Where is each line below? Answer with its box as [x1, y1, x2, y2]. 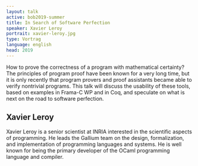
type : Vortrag [6, 36, 42, 42]
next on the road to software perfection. [6, 95, 104, 102]
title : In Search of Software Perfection [6, 20, 111, 25]
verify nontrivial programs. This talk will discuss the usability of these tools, [6, 82, 191, 90]
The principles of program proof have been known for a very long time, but [6, 69, 190, 77]
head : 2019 [6, 47, 33, 53]
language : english [6, 42, 52, 48]
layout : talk [6, 8, 39, 15]
